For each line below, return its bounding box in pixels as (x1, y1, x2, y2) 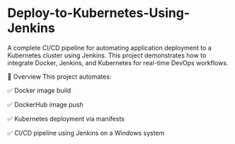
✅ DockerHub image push (7, 100, 84, 109)
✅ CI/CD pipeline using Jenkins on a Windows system (7, 128, 165, 137)
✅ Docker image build (7, 86, 71, 94)
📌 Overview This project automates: (7, 72, 112, 81)
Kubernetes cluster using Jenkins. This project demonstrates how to (7, 51, 207, 60)
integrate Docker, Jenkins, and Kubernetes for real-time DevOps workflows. (7, 58, 229, 67)
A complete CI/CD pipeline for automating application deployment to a (7, 43, 212, 52)
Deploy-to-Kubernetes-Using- (7, 5, 190, 21)
